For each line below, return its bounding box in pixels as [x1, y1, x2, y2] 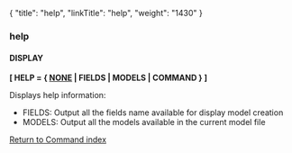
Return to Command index [9, 134, 106, 145]
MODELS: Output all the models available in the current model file [22, 117, 266, 128]
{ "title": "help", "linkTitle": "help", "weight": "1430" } [9, 8, 203, 18]
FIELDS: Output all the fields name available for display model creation [22, 107, 284, 118]
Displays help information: [9, 90, 106, 101]
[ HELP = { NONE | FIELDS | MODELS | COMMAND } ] [9, 72, 208, 84]
